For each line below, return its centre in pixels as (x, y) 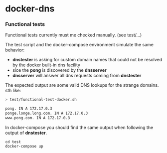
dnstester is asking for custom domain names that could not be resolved (87, 60)
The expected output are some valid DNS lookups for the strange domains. (82, 85)
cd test (13, 142)
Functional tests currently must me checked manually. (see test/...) (74, 35)
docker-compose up (24, 146)
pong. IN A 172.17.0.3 (29, 109)
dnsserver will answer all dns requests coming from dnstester (77, 76)
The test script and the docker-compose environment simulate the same (79, 45)
